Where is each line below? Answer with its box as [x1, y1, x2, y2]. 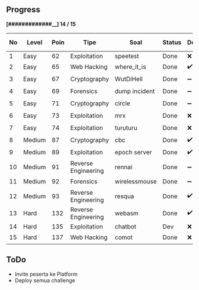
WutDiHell [114, 75, 143, 83]
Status [162, 38, 182, 46]
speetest [114, 51, 139, 60]
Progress [6, 5, 40, 15]
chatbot [114, 222, 137, 230]
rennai [114, 163, 133, 171]
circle [114, 99, 130, 108]
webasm [114, 209, 139, 217]
